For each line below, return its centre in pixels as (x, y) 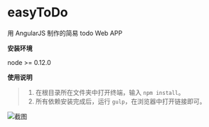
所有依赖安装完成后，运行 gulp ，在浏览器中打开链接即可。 (120, 101)
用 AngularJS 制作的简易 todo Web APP (65, 33)
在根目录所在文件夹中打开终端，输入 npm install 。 (110, 92)
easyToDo (38, 12)
